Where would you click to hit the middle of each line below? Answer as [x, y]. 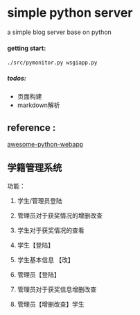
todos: [17, 78]
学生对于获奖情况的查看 [51, 230]
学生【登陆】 [35, 245]
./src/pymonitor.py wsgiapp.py [52, 63]
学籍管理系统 [35, 168]
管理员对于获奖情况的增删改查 [60, 215]
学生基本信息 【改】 [45, 259]
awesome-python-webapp [45, 144]
